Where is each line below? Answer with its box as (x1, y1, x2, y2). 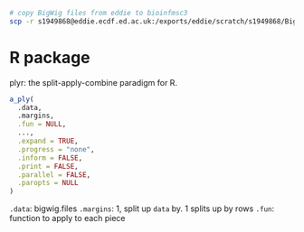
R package (9, 47, 90, 68)
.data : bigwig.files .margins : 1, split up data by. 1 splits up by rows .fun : (9, 203, 275, 214)
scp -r (9, 16, 34, 26)
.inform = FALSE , (17, 153, 83, 162)
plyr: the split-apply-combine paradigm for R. (9, 77, 178, 88)
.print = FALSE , (17, 162, 79, 171)
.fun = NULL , (17, 120, 67, 129)
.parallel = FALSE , (17, 170, 91, 180)
